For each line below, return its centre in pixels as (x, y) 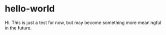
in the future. (18, 27)
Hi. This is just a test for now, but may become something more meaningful (83, 22)
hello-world (30, 9)
